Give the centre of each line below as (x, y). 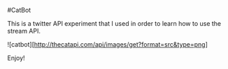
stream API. (24, 31)
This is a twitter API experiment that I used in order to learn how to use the (114, 23)
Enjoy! (16, 58)
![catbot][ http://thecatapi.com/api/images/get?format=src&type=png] (108, 44)
